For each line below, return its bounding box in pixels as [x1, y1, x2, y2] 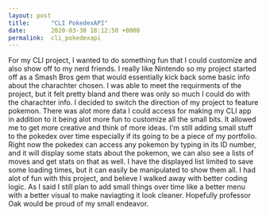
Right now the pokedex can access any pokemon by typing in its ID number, [8, 140, 256, 149]
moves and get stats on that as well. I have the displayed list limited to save [8, 156, 254, 167]
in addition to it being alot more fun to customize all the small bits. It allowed [8, 114, 256, 124]
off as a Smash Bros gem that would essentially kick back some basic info [8, 72, 250, 82]
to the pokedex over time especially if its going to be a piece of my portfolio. [8, 132, 257, 141]
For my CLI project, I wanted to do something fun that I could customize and [8, 56, 257, 65]
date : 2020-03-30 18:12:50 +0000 [8, 26, 141, 34]
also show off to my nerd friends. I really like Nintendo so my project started [8, 64, 256, 74]
